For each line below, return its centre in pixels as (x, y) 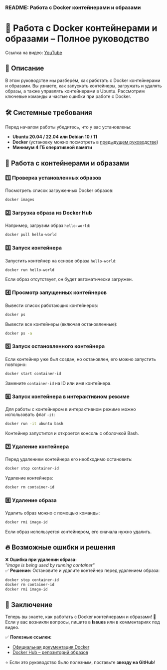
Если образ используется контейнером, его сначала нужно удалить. (79, 532)
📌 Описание (25, 68)
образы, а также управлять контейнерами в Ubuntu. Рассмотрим (75, 91)
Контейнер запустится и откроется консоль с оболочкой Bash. (72, 433)
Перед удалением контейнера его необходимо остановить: (69, 459)
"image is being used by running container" (50, 565)
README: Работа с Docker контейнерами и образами (73, 7)
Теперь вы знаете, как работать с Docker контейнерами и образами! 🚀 (81, 617)
